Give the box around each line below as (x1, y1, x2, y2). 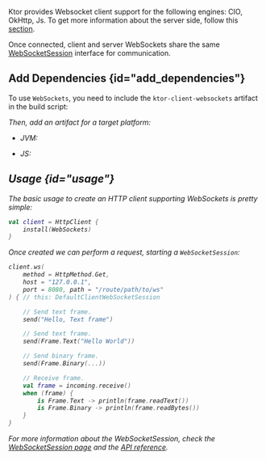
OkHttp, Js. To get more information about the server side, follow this (8, 15, 239, 25)
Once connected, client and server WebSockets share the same (8, 40, 220, 49)
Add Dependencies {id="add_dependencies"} (8, 72, 246, 86)
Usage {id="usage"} (8, 172, 115, 186)
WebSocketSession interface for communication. (8, 49, 171, 57)
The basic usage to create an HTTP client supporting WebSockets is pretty (8, 193, 258, 203)
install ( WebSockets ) (23, 226, 92, 234)
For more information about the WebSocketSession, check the (8, 434, 216, 443)
